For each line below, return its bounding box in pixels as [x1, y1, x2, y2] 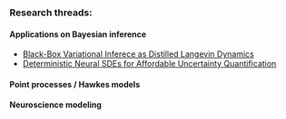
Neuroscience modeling [9, 99, 103, 110]
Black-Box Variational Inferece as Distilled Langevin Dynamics [22, 49, 254, 59]
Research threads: [9, 6, 93, 19]
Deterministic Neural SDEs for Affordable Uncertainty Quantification [22, 59, 277, 69]
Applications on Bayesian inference [9, 29, 147, 40]
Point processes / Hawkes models [9, 78, 141, 89]
